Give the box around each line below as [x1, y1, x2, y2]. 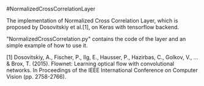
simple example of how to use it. [6, 42, 88, 49]
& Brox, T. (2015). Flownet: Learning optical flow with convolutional [6, 60, 175, 67]
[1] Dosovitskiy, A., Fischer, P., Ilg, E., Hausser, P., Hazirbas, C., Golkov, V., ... [6, 54, 199, 60]
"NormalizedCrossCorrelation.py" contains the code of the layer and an [6, 35, 186, 42]
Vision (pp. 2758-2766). [6, 73, 67, 80]
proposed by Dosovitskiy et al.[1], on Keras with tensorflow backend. [6, 24, 179, 30]
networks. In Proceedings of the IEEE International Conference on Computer [6, 66, 199, 74]
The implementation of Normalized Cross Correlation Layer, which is [6, 17, 178, 24]
